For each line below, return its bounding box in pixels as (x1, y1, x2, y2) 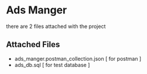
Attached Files (6, 40, 60, 50)
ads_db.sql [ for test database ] (14, 61, 90, 68)
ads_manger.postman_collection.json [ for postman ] (14, 55, 142, 62)
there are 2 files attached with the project (6, 23, 106, 30)
